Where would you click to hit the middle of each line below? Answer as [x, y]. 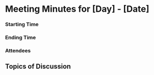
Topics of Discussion [38, 66]
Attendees [18, 50]
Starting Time [22, 25]
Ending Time [20, 38]
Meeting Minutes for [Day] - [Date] [77, 9]
